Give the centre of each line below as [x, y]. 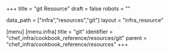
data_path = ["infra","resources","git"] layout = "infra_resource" [85, 20]
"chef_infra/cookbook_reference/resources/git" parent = [77, 38]
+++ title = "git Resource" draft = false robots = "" [69, 9]
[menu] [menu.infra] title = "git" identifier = [60, 32]
